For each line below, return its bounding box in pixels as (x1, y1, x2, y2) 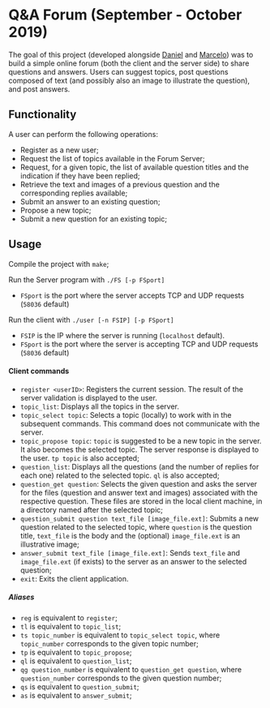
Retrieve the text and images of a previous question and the (19, 179, 221, 189)
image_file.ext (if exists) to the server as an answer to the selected (19, 556, 247, 566)
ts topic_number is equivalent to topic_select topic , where (19, 630, 221, 640)
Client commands (8, 367, 70, 376)
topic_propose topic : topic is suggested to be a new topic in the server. (19, 436, 262, 445)
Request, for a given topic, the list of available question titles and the (19, 162, 249, 172)
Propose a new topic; (19, 205, 92, 215)
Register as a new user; (19, 144, 99, 155)
